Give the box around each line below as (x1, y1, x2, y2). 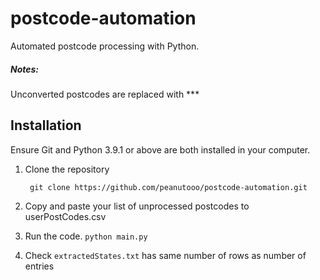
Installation (10, 117, 82, 134)
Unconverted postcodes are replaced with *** (10, 88, 200, 100)
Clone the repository (24, 163, 110, 175)
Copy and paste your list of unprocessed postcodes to (24, 200, 250, 212)
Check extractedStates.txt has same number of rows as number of (24, 249, 307, 261)
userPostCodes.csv (24, 210, 107, 222)
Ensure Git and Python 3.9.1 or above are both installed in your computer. (10, 143, 311, 156)
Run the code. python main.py (24, 230, 148, 242)
